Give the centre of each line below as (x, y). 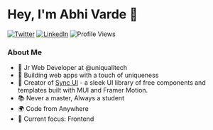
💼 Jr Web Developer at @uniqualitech (72, 68)
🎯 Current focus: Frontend (56, 119)
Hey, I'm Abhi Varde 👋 (73, 14)
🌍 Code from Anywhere (53, 109)
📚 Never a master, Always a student (71, 98)
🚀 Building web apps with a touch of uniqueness (88, 75)
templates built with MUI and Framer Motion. (83, 90)
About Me (25, 52)
